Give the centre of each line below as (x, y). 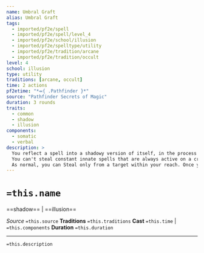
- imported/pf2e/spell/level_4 (51, 35)
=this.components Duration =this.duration (60, 227)
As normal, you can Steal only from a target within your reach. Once (103, 165)
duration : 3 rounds (31, 102)
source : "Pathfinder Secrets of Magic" (57, 97)
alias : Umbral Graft (32, 18)
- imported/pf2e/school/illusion (54, 40)
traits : (16, 108)
